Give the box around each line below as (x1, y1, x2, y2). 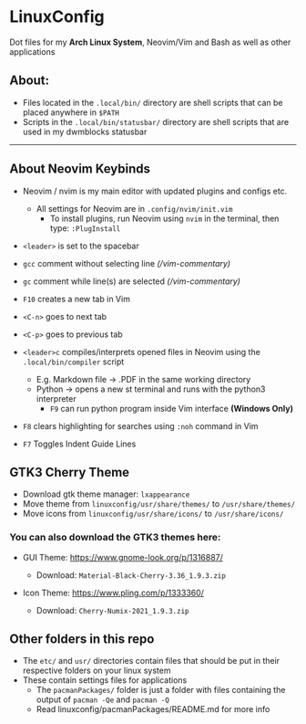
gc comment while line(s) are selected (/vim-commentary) (22, 276, 241, 287)
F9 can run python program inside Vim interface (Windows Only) (49, 403, 294, 414)
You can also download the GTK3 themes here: (9, 531, 221, 544)
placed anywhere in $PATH (22, 107, 120, 118)
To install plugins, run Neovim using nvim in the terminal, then (49, 213, 280, 224)
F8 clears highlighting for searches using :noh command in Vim (22, 420, 259, 431)
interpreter (36, 393, 76, 404)
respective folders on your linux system (22, 665, 171, 677)
